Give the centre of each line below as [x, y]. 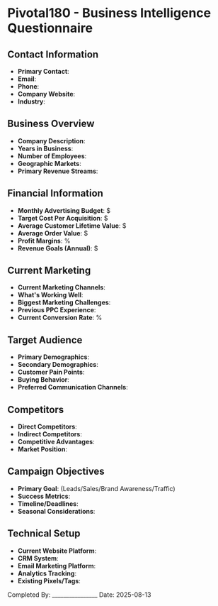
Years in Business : [45, 148]
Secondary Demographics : [58, 365]
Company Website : [46, 94]
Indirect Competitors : [50, 434]
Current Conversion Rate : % [60, 318]
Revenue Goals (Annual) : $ [58, 248]
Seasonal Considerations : [56, 511]
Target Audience [45, 340]
